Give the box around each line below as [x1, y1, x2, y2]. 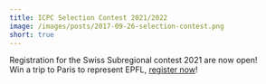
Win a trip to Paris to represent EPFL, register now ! [9, 64, 198, 75]
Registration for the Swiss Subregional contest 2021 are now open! [9, 55, 258, 66]
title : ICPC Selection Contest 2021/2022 [9, 13, 168, 23]
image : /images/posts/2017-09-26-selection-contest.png [9, 22, 224, 31]
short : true [9, 30, 54, 39]
